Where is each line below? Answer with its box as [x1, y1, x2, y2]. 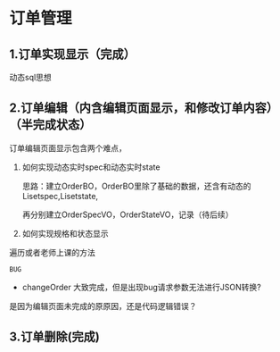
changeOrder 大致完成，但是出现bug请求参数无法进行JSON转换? [21, 281, 261, 292]
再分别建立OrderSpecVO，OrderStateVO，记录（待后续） [21, 209, 234, 220]
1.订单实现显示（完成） [9, 46, 136, 62]
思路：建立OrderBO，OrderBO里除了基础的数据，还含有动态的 [21, 180, 251, 191]
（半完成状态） [9, 117, 92, 132]
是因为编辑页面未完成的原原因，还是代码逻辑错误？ [9, 300, 197, 311]
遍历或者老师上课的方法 [9, 247, 95, 257]
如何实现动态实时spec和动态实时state [21, 162, 161, 172]
